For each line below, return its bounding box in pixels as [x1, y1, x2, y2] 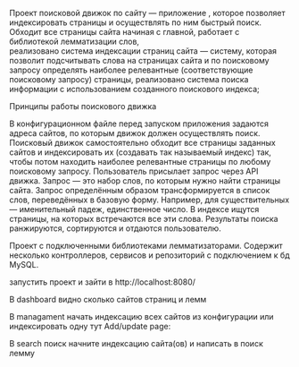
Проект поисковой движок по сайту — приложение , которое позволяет [9, 8, 286, 18]
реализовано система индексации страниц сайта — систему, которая [9, 46, 278, 56]
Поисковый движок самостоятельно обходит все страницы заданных [9, 138, 277, 148]
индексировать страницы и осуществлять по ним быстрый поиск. [9, 17, 262, 28]
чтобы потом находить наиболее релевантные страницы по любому [9, 157, 271, 166]
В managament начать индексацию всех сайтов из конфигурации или [9, 312, 274, 321]
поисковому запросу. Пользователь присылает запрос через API [9, 166, 259, 176]
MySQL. [9, 260, 39, 269]
